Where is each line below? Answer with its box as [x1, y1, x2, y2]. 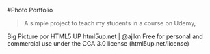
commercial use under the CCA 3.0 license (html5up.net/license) [7, 40, 189, 47]
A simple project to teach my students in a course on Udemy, [23, 19, 196, 27]
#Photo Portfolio [7, 6, 53, 14]
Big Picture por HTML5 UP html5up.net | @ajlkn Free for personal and [7, 32, 203, 40]
